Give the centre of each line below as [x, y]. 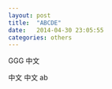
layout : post [30, 15]
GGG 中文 [24, 61]
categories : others [40, 37]
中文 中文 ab [28, 78]
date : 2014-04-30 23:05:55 [56, 30]
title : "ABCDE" [35, 23]
